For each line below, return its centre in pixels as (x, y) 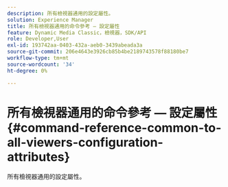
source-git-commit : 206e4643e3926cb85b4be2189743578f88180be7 (98, 52)
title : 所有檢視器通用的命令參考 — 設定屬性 (64, 26)
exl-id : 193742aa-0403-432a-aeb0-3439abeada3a (75, 45)
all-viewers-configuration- (85, 142)
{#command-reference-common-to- (114, 128)
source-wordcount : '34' (41, 64)
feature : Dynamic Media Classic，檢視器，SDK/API (77, 33)
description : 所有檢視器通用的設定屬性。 (60, 13)
